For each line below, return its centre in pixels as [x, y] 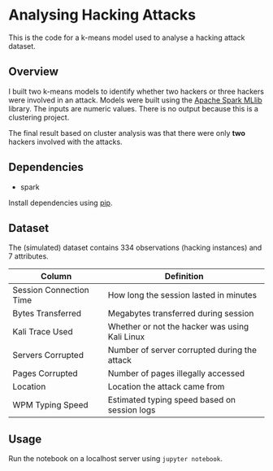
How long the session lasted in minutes [182, 295]
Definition [184, 277]
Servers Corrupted [48, 355]
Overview [34, 72]
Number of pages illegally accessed [176, 373]
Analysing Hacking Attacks [102, 15]
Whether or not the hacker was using [178, 327]
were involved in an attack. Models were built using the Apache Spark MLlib [135, 100]
